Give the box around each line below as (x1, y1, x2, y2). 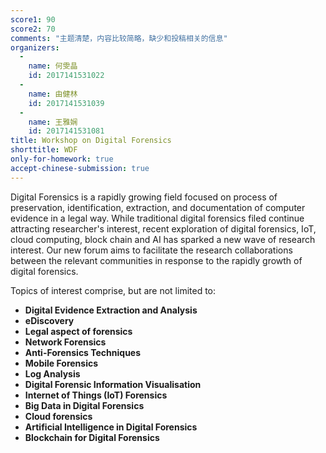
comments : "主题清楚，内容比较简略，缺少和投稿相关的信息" (10, 33, 228, 43)
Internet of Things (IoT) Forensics (24, 389, 168, 401)
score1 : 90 (10, 14, 56, 25)
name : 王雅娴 (28, 117, 78, 127)
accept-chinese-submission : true (10, 163, 150, 173)
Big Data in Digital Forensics (24, 399, 145, 411)
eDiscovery (24, 314, 75, 326)
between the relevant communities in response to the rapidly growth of (10, 254, 303, 266)
